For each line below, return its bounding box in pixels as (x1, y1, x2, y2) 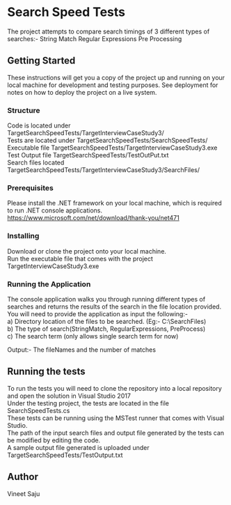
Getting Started (7, 55, 76, 67)
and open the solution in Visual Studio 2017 (7, 391, 131, 400)
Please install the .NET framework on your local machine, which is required (7, 199, 223, 208)
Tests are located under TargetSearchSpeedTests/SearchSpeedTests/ (7, 137, 208, 145)
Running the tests (7, 366, 86, 378)
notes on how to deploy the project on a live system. (7, 88, 157, 96)
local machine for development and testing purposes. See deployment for (7, 81, 218, 89)
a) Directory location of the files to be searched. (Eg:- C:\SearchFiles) (7, 317, 207, 325)
